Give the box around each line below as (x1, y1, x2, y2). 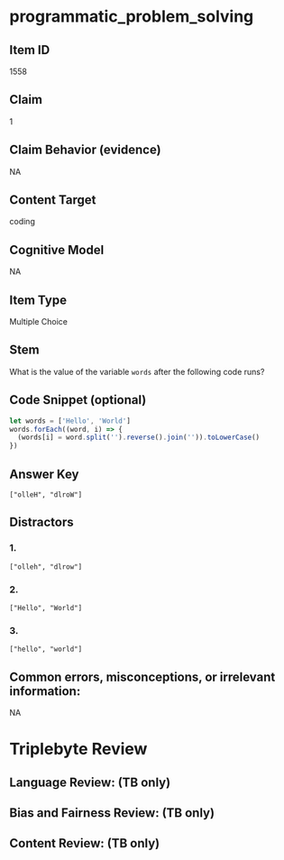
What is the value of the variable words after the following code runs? (9, 366, 265, 377)
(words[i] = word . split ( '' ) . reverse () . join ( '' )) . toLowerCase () (17, 433, 261, 443)
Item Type (9, 292, 68, 307)
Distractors (9, 515, 74, 530)
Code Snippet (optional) (9, 392, 147, 407)
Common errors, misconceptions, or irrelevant (9, 669, 276, 684)
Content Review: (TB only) (9, 836, 160, 851)
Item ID (9, 42, 50, 58)
